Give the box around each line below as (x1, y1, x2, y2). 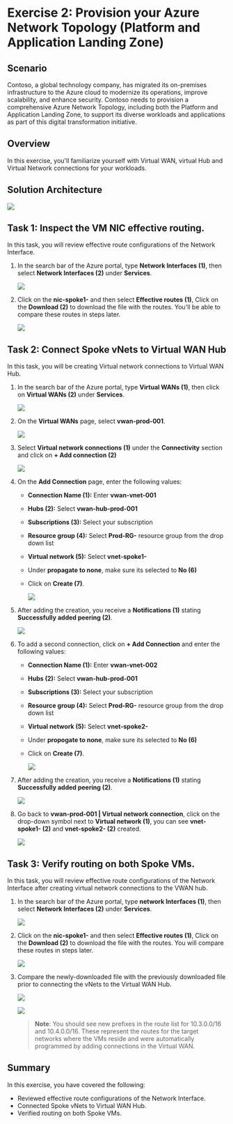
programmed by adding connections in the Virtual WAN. (34, 1042, 195, 1050)
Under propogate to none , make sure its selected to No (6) (27, 736, 198, 744)
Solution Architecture (7, 184, 103, 196)
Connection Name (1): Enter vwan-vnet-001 (27, 491, 156, 500)
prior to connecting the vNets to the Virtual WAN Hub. (17, 980, 172, 989)
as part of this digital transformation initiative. (7, 118, 138, 126)
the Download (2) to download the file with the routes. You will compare (17, 939, 224, 947)
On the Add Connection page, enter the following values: (17, 477, 182, 486)
